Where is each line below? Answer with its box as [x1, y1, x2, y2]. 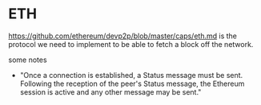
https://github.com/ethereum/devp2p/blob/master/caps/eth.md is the [8, 31, 238, 41]
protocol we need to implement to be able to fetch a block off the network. [8, 39, 254, 49]
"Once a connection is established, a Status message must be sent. [19, 70, 243, 80]
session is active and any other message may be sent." [19, 87, 202, 96]
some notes [8, 55, 47, 64]
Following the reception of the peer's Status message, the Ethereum [19, 79, 245, 88]
